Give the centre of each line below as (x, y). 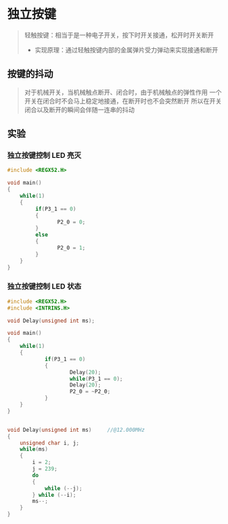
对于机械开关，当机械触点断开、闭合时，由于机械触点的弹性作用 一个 (123, 92)
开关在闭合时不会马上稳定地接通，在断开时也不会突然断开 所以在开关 (123, 101)
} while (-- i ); (54, 495)
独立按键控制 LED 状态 (44, 286)
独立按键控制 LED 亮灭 (44, 156)
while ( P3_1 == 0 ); (96, 379)
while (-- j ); (63, 488)
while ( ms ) (34, 449)
